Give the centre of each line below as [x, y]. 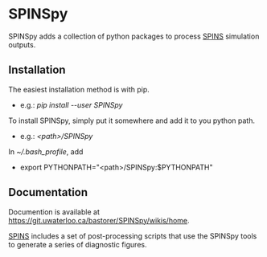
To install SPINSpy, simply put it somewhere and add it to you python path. [132, 120]
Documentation [48, 192]
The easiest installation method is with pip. [79, 89]
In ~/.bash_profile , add [46, 151]
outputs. [22, 44]
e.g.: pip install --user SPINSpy [71, 104]
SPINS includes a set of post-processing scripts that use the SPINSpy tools [133, 236]
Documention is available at [54, 212]
